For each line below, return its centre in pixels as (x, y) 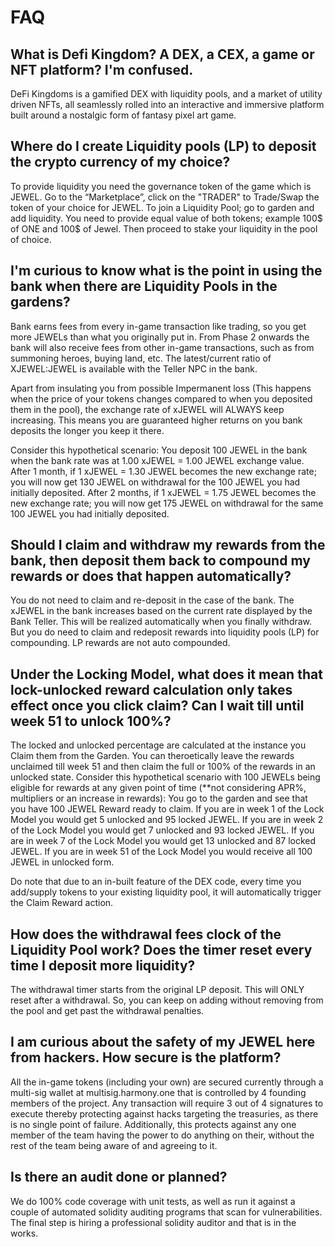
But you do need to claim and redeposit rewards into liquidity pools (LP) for (165, 632)
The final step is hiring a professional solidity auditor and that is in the (153, 1222)
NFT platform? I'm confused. (102, 69)
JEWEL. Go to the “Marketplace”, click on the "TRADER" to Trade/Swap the (165, 197)
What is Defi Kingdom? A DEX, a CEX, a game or (162, 54)
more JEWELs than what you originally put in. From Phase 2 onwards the (160, 337)
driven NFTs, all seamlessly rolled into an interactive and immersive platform (167, 104)
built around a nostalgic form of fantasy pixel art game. (123, 115)
